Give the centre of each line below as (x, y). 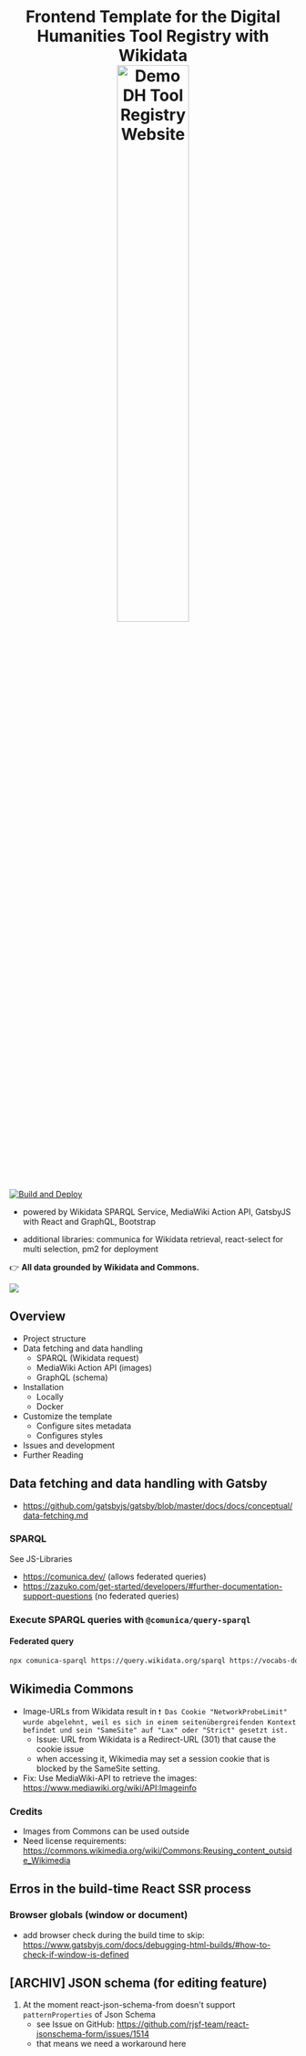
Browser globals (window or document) (99, 1915)
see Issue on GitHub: (76, 2024)
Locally (50, 1397)
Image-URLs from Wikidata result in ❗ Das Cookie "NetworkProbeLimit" (155, 1711)
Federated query (42, 1641)
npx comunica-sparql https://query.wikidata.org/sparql (117, 1661)
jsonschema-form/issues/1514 (93, 2034)
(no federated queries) (137, 1596)
